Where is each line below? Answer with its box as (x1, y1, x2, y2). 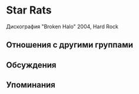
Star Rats (6, 4, 52, 17)
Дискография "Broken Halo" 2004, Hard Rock (6, 23, 119, 30)
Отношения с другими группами (6, 40, 134, 50)
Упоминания (6, 80, 56, 90)
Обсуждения (6, 60, 57, 70)
